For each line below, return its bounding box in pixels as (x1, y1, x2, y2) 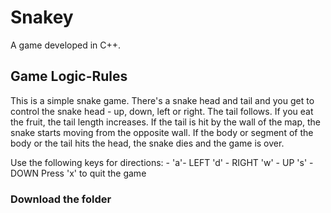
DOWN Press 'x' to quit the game (10, 167, 147, 179)
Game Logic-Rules (10, 68, 128, 85)
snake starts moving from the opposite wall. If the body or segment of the (10, 126, 314, 138)
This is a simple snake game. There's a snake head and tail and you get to (10, 94, 315, 106)
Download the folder (10, 192, 112, 206)
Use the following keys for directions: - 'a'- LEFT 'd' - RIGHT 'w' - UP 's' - (10, 156, 314, 168)
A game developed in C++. (10, 39, 122, 51)
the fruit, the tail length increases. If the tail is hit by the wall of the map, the (10, 116, 322, 128)
